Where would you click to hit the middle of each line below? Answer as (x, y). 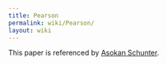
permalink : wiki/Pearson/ (51, 23)
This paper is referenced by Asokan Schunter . (84, 53)
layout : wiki (30, 30)
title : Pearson (34, 15)
